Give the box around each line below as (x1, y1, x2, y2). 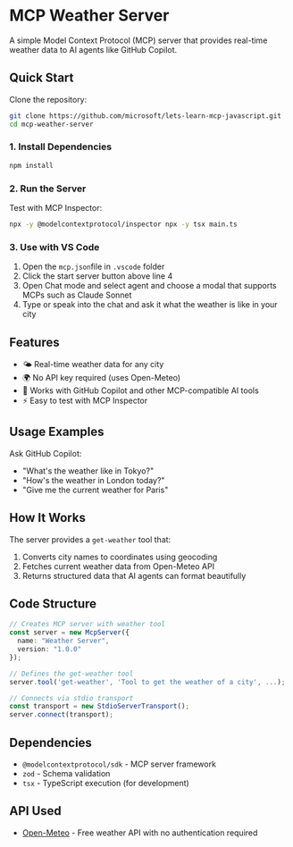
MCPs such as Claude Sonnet (21, 289, 132, 300)
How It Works (9, 510, 87, 525)
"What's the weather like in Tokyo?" (21, 465, 155, 476)
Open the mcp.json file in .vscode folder (21, 261, 165, 273)
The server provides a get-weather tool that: (9, 533, 172, 545)
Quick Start (9, 71, 74, 86)
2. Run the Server (9, 182, 87, 195)
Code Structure (9, 596, 96, 611)
